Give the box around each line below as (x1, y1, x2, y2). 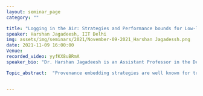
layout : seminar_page (6, 8, 61, 15)
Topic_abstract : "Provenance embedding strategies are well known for (6, 70, 190, 76)
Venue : (6, 48, 23, 54)
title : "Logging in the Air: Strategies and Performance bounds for (6, 25, 182, 31)
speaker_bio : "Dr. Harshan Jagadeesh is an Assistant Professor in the (6, 59, 190, 65)
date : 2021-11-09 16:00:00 (6, 42, 74, 48)
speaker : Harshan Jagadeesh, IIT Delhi (6, 31, 107, 37)
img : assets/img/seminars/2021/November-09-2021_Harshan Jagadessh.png (6, 37, 190, 43)
